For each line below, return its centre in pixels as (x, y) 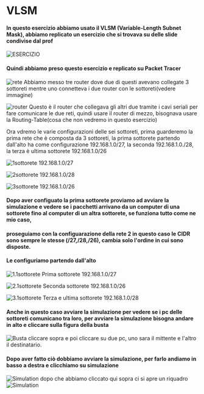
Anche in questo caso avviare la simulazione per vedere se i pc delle (94, 312)
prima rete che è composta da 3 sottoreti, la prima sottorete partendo (93, 138)
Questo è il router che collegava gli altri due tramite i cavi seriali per (113, 107)
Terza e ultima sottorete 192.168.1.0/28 (90, 298)
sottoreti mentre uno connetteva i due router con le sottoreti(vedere (91, 88)
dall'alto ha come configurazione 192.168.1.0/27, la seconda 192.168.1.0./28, (100, 145)
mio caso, (19, 220)
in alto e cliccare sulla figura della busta (58, 324)
